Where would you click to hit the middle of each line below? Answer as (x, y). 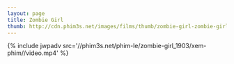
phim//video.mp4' (33, 53)
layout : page (26, 13)
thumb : (17, 26)
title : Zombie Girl (36, 20)
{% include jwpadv (34, 46)
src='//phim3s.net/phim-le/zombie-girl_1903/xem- (134, 46)
